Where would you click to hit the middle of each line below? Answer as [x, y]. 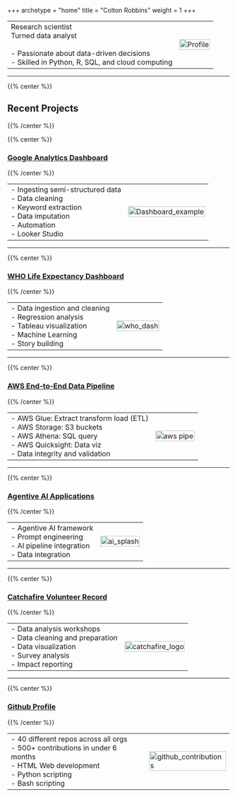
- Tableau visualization [49, 326]
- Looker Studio [37, 234]
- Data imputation [41, 217]
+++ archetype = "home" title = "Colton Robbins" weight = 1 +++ [102, 10]
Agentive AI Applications [51, 496]
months [24, 757]
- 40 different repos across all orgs [69, 739]
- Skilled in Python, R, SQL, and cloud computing [92, 62]
